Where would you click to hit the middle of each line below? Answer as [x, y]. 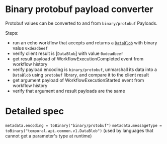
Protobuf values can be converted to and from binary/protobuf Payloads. [81, 23]
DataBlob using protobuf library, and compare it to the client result [81, 75]
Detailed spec [35, 111]
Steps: [12, 33]
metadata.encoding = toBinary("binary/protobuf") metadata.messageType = [83, 125]
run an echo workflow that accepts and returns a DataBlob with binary [85, 43]
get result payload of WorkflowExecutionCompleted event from [78, 58]
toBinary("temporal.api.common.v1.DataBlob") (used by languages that [79, 130]
